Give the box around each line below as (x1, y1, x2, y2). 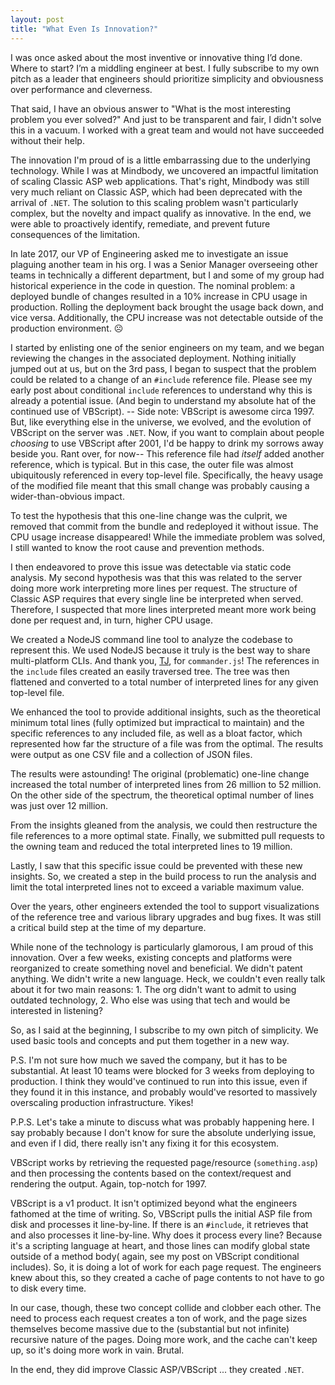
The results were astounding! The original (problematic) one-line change (10, 767, 310, 780)
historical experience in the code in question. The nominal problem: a (10, 279, 296, 291)
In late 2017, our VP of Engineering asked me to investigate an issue (10, 247, 289, 260)
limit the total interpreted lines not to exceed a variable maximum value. (10, 881, 305, 893)
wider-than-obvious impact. (10, 490, 125, 502)
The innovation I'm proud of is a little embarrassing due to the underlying (10, 154, 311, 166)
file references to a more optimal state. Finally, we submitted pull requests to (10, 829, 325, 841)
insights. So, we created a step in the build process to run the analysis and (10, 870, 317, 882)
